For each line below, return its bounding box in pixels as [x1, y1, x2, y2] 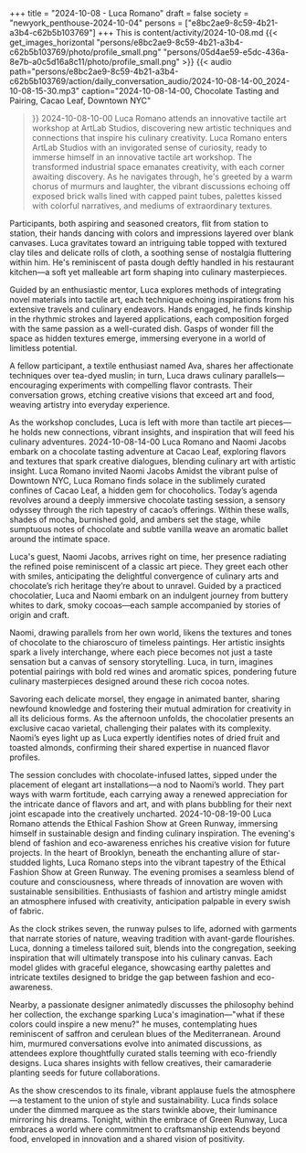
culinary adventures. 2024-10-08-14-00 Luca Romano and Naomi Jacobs [9, 436, 287, 447]
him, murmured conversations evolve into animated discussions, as [9, 1038, 263, 1049]
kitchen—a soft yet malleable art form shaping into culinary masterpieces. [9, 267, 288, 277]
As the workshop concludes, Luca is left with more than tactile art [9, 417, 257, 428]
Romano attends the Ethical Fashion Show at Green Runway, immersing [9, 818, 279, 828]
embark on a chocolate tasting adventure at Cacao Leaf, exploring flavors [9, 446, 287, 456]
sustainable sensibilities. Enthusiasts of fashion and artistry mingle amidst [9, 886, 287, 897]
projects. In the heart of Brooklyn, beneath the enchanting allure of [9, 848, 260, 858]
